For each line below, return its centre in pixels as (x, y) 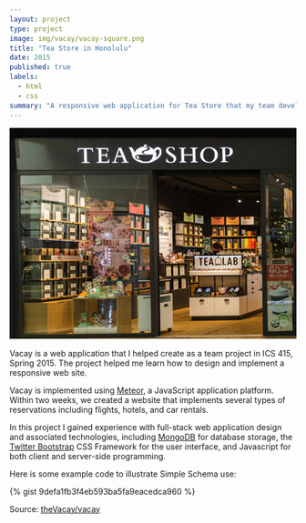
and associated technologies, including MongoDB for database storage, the (151, 437)
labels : (24, 77)
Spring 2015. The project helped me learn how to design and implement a (147, 363)
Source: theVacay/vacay (55, 508)
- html (30, 86)
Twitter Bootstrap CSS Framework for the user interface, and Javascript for (150, 447)
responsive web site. (48, 372)
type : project (36, 29)
